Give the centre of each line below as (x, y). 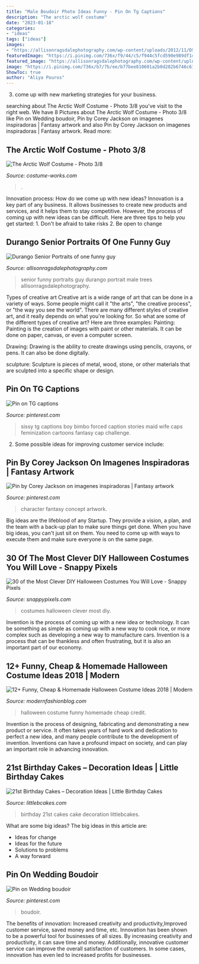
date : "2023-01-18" (30, 23)
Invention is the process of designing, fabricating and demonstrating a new (98, 724)
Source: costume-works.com (42, 175)
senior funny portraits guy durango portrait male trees (86, 279)
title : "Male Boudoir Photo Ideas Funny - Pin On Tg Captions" (86, 12)
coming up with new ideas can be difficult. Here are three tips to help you (96, 217)
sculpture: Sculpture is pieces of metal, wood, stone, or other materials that (98, 364)
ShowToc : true (24, 72)
